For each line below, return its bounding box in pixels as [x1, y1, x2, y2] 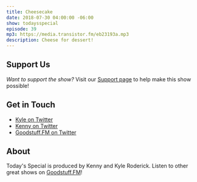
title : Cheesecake [6, 8, 53, 15]
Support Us [6, 59, 50, 70]
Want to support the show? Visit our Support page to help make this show [6, 75, 192, 83]
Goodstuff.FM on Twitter [15, 129, 77, 136]
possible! [6, 82, 29, 89]
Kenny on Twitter [15, 122, 58, 129]
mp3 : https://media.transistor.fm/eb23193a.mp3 [6, 32, 130, 38]
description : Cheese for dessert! [6, 37, 94, 43]
